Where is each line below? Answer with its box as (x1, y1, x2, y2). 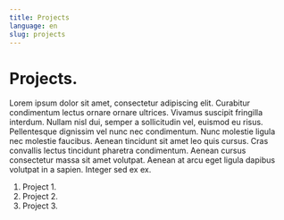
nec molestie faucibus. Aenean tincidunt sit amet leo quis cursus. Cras (9, 136, 269, 147)
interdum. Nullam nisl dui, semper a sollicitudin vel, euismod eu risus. (9, 117, 263, 128)
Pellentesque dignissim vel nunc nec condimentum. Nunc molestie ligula (9, 126, 275, 137)
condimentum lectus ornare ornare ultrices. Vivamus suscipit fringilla (9, 107, 263, 118)
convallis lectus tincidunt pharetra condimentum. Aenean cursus (9, 145, 246, 157)
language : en (9, 21, 58, 30)
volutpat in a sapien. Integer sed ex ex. (9, 165, 152, 175)
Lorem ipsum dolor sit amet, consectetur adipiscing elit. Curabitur (9, 97, 251, 108)
